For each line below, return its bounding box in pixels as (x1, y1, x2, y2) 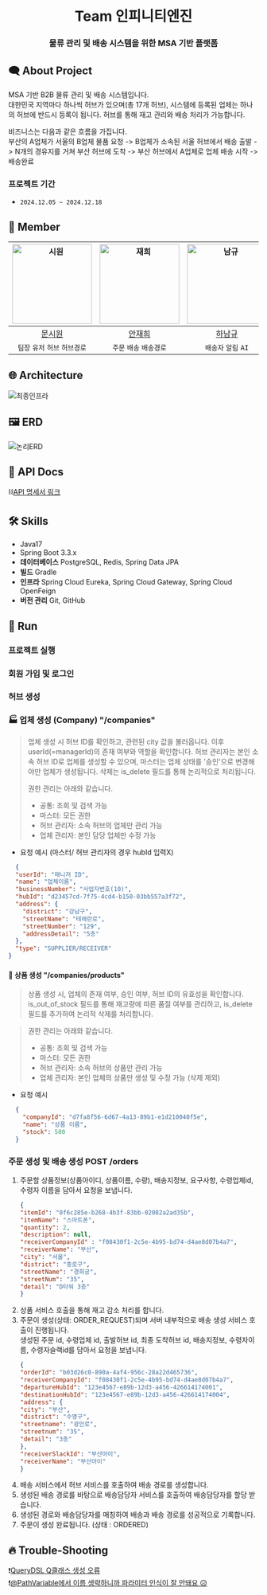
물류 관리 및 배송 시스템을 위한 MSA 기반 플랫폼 (48, 37, 219, 49)
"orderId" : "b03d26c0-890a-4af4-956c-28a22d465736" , (19, 1369, 199, 1377)
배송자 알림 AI (205, 343, 249, 353)
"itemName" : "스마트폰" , (19, 1216, 95, 1224)
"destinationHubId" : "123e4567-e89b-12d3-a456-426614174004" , (19, 1390, 230, 1398)
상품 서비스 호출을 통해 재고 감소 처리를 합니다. (19, 1305, 164, 1315)
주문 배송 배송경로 (112, 343, 167, 353)
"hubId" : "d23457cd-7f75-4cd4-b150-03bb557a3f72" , (15, 893, 187, 901)
